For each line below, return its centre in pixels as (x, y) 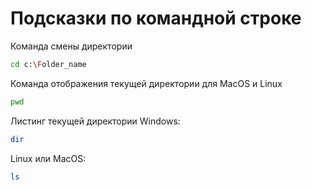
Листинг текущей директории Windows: (95, 121)
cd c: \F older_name (48, 64)
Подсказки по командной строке (156, 18)
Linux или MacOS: (48, 158)
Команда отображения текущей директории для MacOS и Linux (146, 83)
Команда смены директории (71, 46)
